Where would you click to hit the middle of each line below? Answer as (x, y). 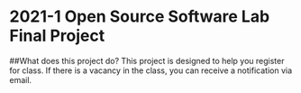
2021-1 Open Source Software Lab (140, 17)
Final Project (57, 36)
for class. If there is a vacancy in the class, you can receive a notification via (151, 70)
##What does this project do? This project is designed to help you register (147, 60)
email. (21, 79)
